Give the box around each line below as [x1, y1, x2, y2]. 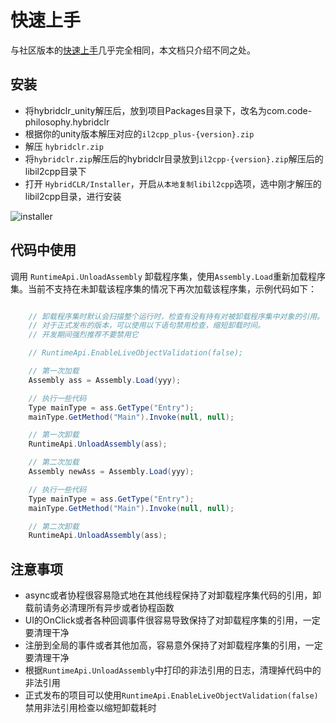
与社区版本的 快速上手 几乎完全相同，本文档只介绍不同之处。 [10, 44, 256, 56]
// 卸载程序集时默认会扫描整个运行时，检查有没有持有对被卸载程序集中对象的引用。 [28, 311, 325, 321]
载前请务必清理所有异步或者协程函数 [24, 602, 175, 614]
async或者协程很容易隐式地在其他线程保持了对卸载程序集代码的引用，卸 [24, 589, 322, 601]
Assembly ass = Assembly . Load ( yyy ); [28, 375, 182, 385]
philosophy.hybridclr [24, 116, 110, 128]
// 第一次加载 [28, 366, 80, 376]
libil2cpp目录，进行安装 [24, 190, 122, 202]
